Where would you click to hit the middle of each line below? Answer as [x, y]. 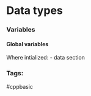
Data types [35, 11]
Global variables [27, 44]
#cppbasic [20, 86]
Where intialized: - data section [46, 58]
